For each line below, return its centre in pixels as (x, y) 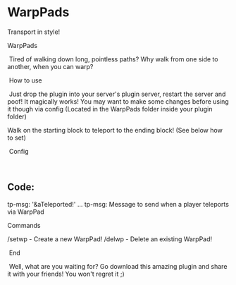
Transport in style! (34, 32)
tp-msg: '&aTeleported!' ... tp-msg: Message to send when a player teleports (118, 204)
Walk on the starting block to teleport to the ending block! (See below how (115, 130)
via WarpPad (26, 212)
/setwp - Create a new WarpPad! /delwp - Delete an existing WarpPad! (110, 239)
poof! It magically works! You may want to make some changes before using (118, 101)
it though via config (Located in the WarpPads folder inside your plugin (110, 109)
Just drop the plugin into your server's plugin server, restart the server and (117, 94)
